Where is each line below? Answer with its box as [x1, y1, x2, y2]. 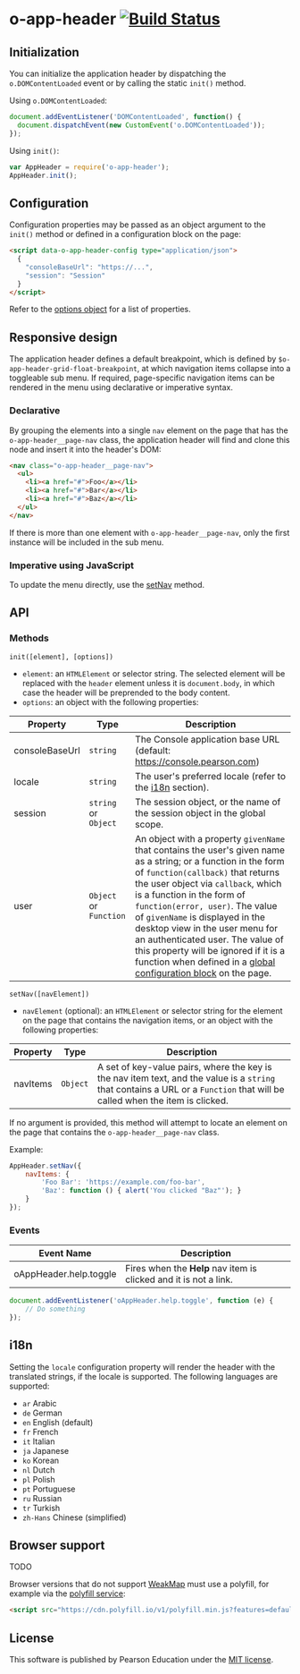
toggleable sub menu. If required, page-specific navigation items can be [9, 372, 275, 384]
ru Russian [21, 1492, 62, 1503]
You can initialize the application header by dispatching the [9, 68, 227, 79]
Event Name [38, 1247, 92, 1260]
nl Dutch [21, 1464, 55, 1475]
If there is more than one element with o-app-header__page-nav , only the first [9, 527, 290, 538]
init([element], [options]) [9, 652, 114, 661]
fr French [21, 1426, 59, 1437]
